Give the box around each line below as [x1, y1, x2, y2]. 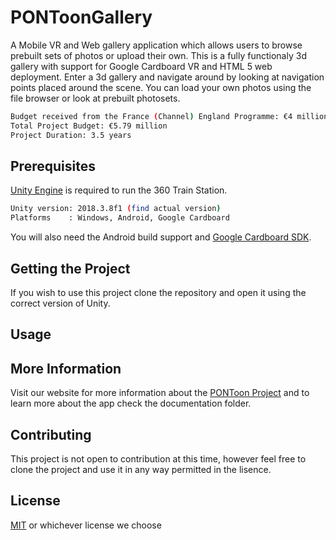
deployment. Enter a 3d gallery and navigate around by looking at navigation [10, 71, 325, 83]
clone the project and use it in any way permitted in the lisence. [10, 463, 272, 475]
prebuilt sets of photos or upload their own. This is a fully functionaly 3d [10, 49, 307, 61]
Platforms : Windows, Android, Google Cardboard [10, 213, 230, 223]
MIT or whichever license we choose [10, 519, 162, 531]
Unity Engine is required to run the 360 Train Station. [10, 184, 228, 196]
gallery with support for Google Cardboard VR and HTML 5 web [10, 60, 273, 72]
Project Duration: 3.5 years [10, 130, 132, 140]
